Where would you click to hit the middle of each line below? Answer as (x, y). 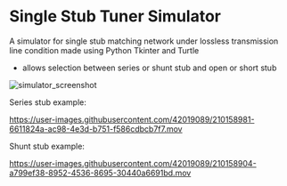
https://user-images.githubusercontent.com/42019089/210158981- (132, 119)
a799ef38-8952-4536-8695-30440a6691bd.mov (100, 173)
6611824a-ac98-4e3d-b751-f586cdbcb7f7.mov (96, 129)
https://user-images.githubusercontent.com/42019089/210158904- (133, 163)
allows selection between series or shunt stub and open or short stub (149, 68)
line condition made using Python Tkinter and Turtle (104, 50)
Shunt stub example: (47, 146)
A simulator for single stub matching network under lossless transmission (144, 41)
